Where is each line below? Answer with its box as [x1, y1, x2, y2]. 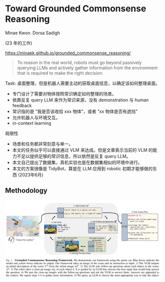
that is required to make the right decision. [17, 70, 104, 76]
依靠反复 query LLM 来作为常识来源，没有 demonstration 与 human [12, 97, 149, 103]
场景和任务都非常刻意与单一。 [12, 141, 73, 146]
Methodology [5, 187, 48, 195]
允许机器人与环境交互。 [12, 114, 60, 120]
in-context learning [12, 120, 51, 126]
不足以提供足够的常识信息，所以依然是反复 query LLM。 [16, 153, 131, 159]
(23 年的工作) [5, 40, 33, 46]
